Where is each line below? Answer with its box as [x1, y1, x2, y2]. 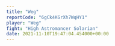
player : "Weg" [6, 20, 42, 26]
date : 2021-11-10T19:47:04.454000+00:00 [6, 31, 110, 37]
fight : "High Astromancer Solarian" [6, 25, 98, 32]
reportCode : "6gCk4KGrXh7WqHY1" [6, 14, 87, 20]
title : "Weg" [6, 8, 39, 15]
